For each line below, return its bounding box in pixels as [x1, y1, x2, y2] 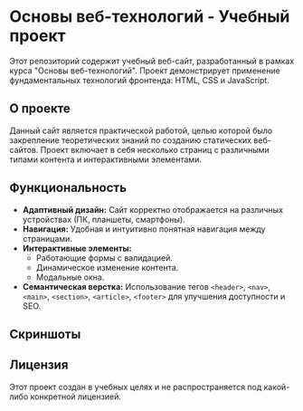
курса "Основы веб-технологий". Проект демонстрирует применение [9, 65, 280, 76]
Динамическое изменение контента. [35, 262, 179, 272]
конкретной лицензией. [30, 391, 122, 402]
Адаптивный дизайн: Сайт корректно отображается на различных [22, 204, 283, 215]
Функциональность [9, 180, 128, 196]
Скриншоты [9, 326, 81, 341]
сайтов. [9, 144, 39, 155]
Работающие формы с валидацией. [35, 252, 174, 263]
